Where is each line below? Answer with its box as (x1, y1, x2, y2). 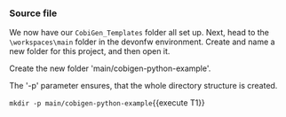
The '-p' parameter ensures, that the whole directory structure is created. (9, 81, 278, 91)
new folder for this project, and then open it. (9, 46, 171, 57)
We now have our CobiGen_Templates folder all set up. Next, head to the (9, 27, 269, 38)
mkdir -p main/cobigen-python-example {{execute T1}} (9, 97, 206, 108)
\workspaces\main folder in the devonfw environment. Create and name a (9, 36, 275, 47)
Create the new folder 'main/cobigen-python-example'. (9, 63, 211, 74)
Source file (9, 7, 58, 19)
